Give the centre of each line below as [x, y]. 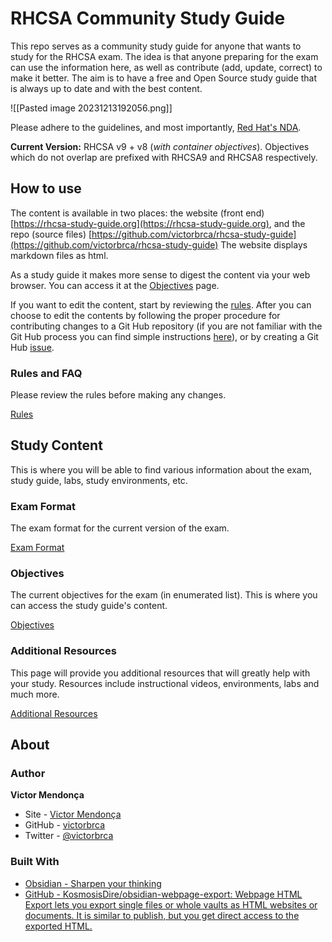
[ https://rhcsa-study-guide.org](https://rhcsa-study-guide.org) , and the [158, 223]
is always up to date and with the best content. [106, 88]
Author [28, 774]
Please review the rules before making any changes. [118, 395]
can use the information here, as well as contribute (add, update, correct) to [166, 67]
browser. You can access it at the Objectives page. [115, 285]
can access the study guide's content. [89, 606]
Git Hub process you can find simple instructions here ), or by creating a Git [164, 336]
